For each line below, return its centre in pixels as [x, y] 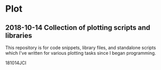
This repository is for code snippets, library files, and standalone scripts [81, 48]
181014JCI [16, 63]
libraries [19, 35]
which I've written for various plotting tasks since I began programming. [81, 53]
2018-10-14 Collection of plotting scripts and [78, 28]
